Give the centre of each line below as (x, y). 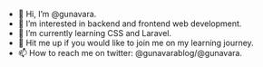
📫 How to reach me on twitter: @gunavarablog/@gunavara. (130, 53)
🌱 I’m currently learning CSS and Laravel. (95, 33)
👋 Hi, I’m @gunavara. (57, 14)
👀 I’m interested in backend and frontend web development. (130, 24)
